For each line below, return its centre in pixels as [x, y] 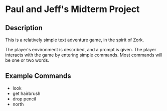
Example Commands [38, 76]
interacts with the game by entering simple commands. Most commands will [84, 55]
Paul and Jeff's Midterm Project [72, 9]
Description [24, 28]
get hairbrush [26, 93]
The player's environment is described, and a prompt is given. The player [81, 49]
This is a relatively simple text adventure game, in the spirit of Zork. [75, 40]
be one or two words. [27, 60]
